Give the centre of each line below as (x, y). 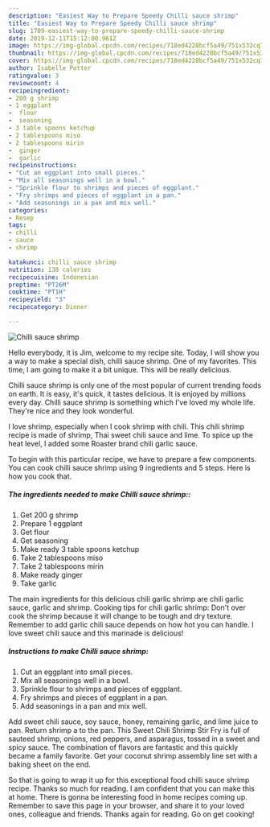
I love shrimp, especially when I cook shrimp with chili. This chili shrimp (127, 426)
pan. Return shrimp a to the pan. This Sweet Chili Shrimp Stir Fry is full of (129, 730)
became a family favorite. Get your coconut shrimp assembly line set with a (133, 755)
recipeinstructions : (43, 166)
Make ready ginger (51, 574)
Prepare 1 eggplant (51, 523)
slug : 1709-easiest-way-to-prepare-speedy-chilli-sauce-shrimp (117, 31)
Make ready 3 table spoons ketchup (80, 549)
